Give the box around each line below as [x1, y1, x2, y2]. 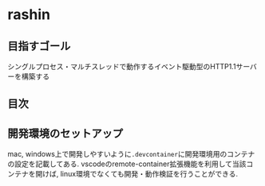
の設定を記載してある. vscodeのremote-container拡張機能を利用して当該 [7, 159, 247, 169]
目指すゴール [7, 39, 71, 52]
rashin [7, 6, 51, 24]
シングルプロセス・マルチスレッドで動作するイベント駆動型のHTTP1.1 [7, 62, 236, 71]
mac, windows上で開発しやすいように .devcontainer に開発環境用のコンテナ [7, 149, 255, 159]
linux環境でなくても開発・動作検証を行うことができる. [60, 169, 239, 179]
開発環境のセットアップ [7, 126, 123, 140]
